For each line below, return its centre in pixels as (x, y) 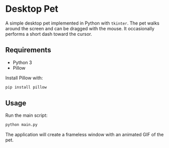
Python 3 (22, 62)
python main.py (22, 125)
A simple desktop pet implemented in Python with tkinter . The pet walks (82, 23)
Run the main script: (26, 115)
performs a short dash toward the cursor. (49, 34)
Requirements (28, 50)
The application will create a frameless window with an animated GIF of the (84, 135)
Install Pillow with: (24, 78)
